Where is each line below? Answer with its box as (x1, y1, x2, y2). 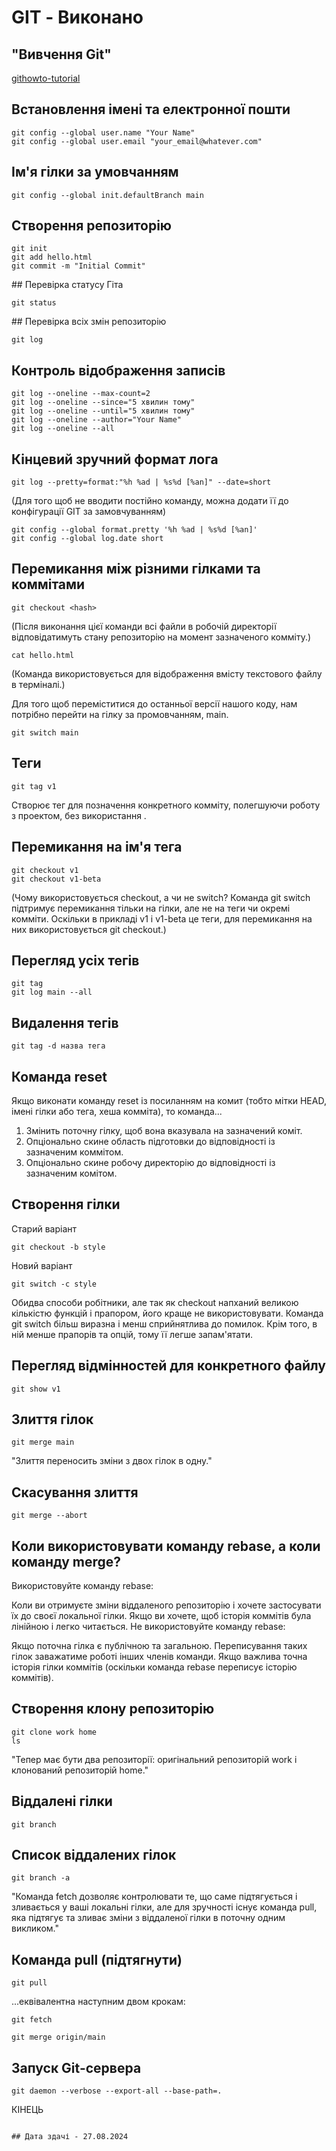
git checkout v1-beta (11, 874, 102, 884)
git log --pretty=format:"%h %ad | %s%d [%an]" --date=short (11, 477, 272, 488)
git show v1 (11, 1384, 61, 1394)
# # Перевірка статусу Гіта (11, 279, 124, 291)
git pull (11, 1978, 48, 1988)
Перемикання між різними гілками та (11, 561, 261, 578)
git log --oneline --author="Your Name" (11, 415, 183, 425)
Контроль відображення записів (11, 362, 226, 379)
